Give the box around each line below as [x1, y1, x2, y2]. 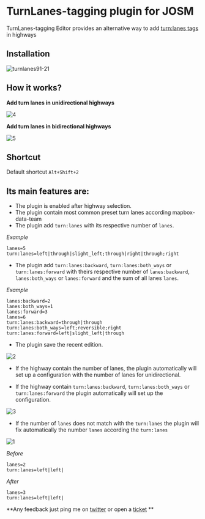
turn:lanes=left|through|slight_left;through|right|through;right [6, 251, 179, 257]
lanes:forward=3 [6, 309, 48, 315]
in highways [6, 31, 37, 38]
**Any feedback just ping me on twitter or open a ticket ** [6, 506, 154, 513]
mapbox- [172, 209, 196, 216]
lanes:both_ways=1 [6, 304, 53, 310]
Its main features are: [6, 186, 90, 196]
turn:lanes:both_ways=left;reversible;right [6, 325, 122, 331]
